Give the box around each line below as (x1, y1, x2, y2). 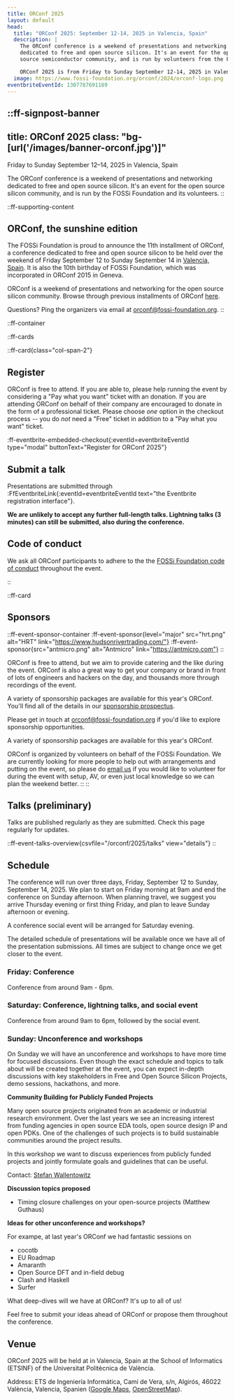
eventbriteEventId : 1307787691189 (7, 81, 108, 88)
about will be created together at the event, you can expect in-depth (7, 1064, 204, 1073)
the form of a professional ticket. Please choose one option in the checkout (7, 407, 224, 416)
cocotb (17, 1246, 38, 1255)
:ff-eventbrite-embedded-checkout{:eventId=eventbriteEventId (7, 436, 190, 444)
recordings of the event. (7, 680, 77, 689)
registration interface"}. (7, 497, 75, 506)
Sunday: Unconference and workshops (7, 1034, 143, 1043)
